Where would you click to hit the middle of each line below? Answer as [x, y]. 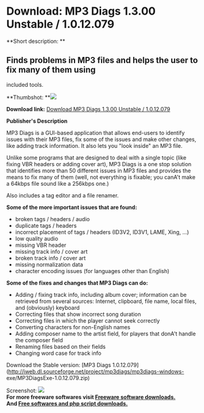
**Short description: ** [36, 41]
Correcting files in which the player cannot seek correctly [87, 320]
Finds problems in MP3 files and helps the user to [102, 60]
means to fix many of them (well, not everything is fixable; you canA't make [101, 177]
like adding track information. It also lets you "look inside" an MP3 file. [94, 145]
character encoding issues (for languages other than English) [92, 271]
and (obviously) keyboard [47, 307]
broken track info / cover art [50, 258]
